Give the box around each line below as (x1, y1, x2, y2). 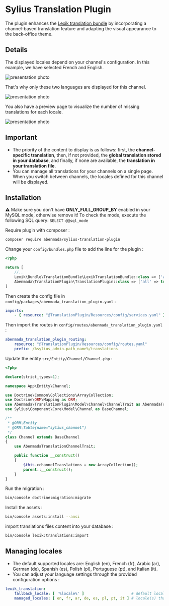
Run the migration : (5, 485, 45, 491)
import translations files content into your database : (5, 523, 114, 529)
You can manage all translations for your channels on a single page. (12, 168, 153, 174)
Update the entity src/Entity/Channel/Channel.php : (5, 355, 113, 361)
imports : (5, 308, 24, 313)
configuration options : (12, 576, 60, 582)
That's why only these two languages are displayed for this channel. (5, 84, 147, 90)
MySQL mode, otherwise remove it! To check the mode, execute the (5, 212, 146, 218)
